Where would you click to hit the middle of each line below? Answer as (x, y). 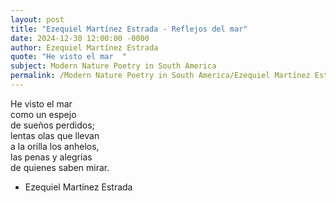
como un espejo (43, 114)
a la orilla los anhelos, (55, 146)
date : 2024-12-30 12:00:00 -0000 (80, 38)
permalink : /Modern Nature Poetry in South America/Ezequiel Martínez (160, 76)
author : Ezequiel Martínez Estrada (84, 47)
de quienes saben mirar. (60, 167)
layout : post (37, 19)
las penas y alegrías (51, 157)
